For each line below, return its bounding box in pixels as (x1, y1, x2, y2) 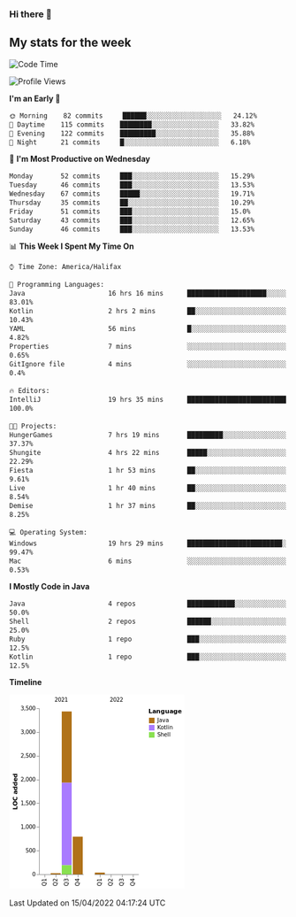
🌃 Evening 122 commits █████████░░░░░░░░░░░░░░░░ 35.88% (9, 128, 254, 138)
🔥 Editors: (9, 386, 50, 395)
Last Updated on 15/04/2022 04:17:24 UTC (9, 898, 166, 908)
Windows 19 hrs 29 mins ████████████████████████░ (9, 539, 287, 548)
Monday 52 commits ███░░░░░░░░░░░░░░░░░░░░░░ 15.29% (9, 172, 254, 181)
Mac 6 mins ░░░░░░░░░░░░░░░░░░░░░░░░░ (9, 557, 287, 566)
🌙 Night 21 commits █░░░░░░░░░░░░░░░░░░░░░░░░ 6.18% (9, 137, 251, 147)
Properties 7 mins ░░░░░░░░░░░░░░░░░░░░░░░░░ (9, 342, 287, 351)
